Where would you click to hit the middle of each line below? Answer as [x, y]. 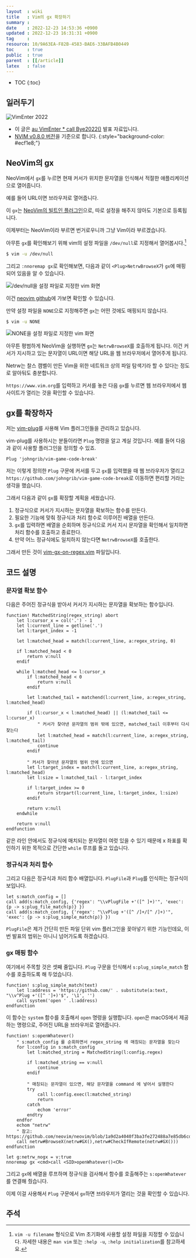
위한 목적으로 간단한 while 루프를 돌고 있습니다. [75, 848]
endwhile [27, 813]
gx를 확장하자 [29, 413]
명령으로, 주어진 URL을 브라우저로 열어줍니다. [69, 1025]
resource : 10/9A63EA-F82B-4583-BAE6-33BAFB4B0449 [68, 45]
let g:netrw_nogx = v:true [39, 1157]
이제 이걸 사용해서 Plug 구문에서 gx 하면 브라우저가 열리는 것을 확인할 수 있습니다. [98, 1194]
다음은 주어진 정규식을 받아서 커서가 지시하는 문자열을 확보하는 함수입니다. [90, 604]
